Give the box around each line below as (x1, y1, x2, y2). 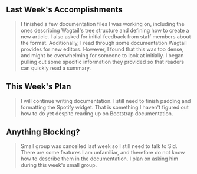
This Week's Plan (6, 82, 71, 92)
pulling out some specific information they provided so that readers (20, 58, 185, 65)
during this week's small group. (20, 162, 97, 169)
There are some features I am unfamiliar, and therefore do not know (20, 149, 185, 156)
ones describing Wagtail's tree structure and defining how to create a (20, 27, 189, 34)
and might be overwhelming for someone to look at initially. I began (20, 51, 184, 59)
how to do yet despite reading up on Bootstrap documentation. (20, 109, 173, 117)
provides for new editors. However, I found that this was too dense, (20, 46, 184, 53)
